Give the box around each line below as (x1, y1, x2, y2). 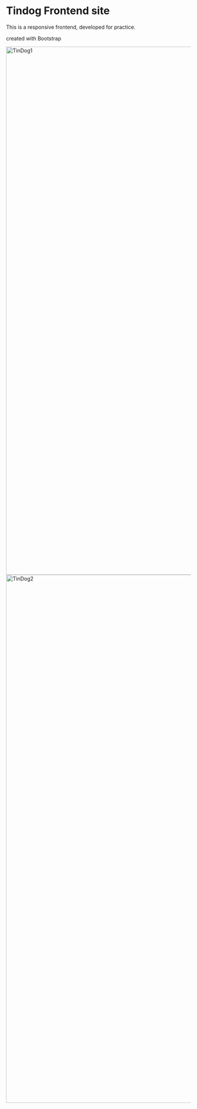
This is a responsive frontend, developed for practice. (6, 23, 136, 31)
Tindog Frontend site (6, 4, 110, 18)
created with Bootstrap (6, 35, 62, 42)
